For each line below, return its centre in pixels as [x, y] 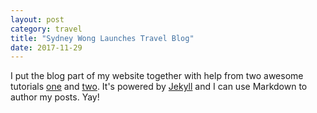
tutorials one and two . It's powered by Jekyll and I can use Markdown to [159, 87]
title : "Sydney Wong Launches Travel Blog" [102, 38]
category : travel [46, 29]
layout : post [37, 19]
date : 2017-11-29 [46, 47]
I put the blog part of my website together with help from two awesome [157, 76]
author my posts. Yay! [55, 97]
